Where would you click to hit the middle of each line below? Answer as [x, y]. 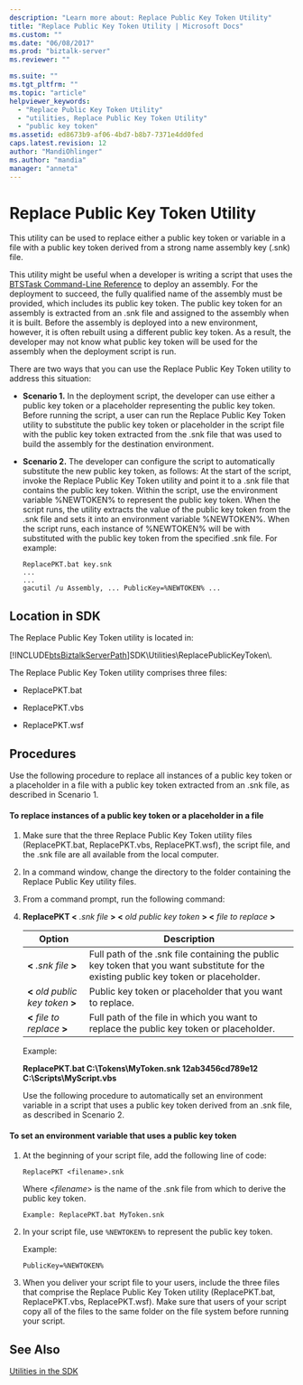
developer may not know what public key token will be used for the [134, 342]
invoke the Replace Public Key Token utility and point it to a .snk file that [156, 481]
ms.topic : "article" [48, 93]
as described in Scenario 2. [73, 1115]
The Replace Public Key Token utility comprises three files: [118, 673]
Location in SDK [55, 616]
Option [54, 939]
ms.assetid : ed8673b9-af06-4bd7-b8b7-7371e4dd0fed [106, 135]
